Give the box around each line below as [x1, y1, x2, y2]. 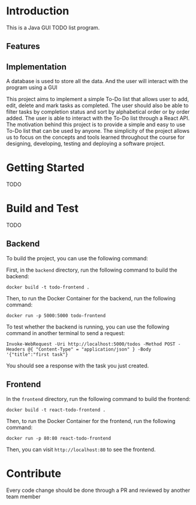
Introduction [6, 4, 70, 18]
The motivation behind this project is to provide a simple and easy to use [6, 121, 186, 128]
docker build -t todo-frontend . [6, 284, 90, 290]
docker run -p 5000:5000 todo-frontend [6, 312, 106, 318]
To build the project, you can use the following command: [6, 254, 149, 261]
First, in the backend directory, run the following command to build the [6, 266, 178, 273]
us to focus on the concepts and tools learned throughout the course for [6, 133, 185, 141]
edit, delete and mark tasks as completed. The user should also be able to [6, 102, 189, 109]
